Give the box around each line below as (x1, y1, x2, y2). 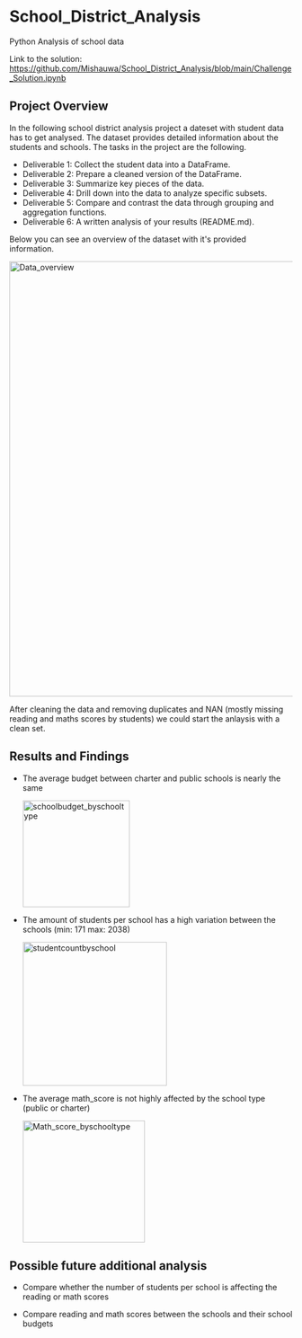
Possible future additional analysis (9, 1258, 208, 1273)
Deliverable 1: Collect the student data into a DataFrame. (22, 159, 231, 170)
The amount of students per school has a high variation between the (22, 914, 276, 925)
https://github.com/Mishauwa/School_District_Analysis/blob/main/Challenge (9, 63, 292, 74)
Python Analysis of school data (9, 36, 124, 47)
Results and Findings (9, 749, 129, 765)
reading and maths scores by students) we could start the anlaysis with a (9, 713, 280, 724)
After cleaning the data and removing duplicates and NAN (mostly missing (9, 704, 284, 714)
